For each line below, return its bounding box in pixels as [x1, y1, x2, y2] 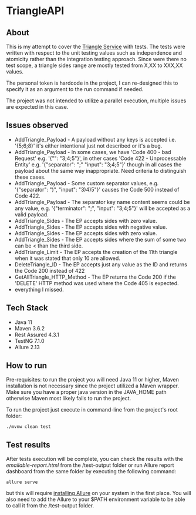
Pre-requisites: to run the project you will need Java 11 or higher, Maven [6, 376, 179, 383]
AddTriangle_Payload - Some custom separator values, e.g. [14, 179, 159, 186]
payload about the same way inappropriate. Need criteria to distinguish [14, 167, 187, 174]
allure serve [6, 479, 38, 486]
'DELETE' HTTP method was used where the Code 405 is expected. [14, 279, 179, 286]
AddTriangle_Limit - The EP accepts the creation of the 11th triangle [14, 248, 178, 255]
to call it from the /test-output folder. [6, 502, 94, 509]
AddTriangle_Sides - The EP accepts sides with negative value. [14, 223, 167, 230]
